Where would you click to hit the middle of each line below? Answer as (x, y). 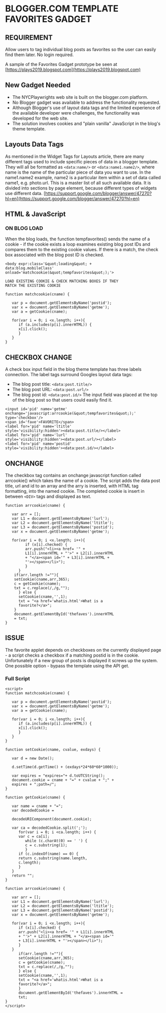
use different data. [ (25, 193)
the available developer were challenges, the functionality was (76, 113)
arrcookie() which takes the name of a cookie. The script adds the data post (83, 480)
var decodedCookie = (33, 810)
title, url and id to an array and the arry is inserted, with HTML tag (72, 486)
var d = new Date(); (33, 758)
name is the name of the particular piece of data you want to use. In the (78, 172)
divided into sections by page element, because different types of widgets (81, 188)
